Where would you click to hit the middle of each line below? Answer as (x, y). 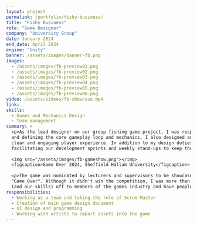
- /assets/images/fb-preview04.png (55, 83)
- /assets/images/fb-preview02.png (55, 72)
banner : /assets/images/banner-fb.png (53, 55)
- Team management (34, 121)
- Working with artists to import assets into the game (81, 214)
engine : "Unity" (26, 50)
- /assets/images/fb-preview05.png (55, 88)
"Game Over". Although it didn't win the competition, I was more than (101, 181)
